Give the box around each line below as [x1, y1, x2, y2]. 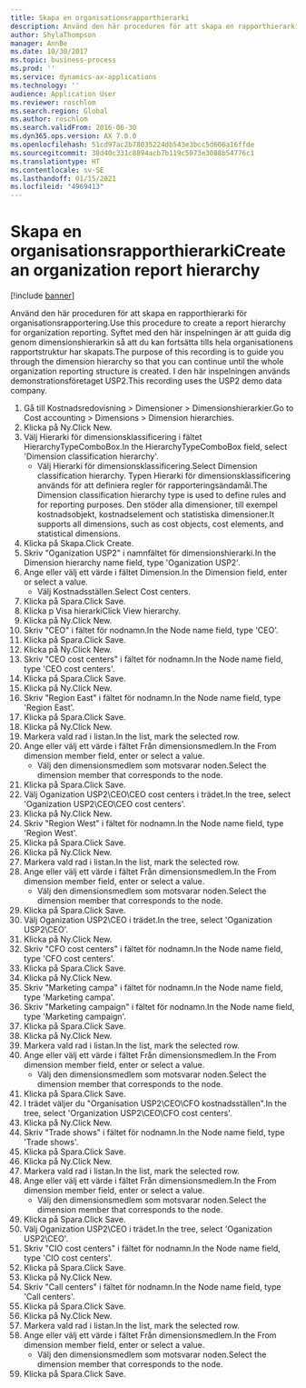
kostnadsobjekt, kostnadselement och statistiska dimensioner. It [36, 509, 275, 520]
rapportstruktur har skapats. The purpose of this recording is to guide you [10, 346, 284, 357]
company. [10, 385, 48, 396]
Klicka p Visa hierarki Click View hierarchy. [23, 605, 182, 616]
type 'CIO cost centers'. [23, 1253, 113, 1263]
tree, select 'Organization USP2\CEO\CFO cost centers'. [23, 1108, 232, 1119]
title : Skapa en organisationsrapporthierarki [10, 13, 190, 23]
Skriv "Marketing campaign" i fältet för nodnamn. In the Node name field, [23, 1002, 295, 1013]
